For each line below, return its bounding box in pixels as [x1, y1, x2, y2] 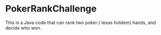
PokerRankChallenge [5, 3, 97, 14]
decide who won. [5, 24, 42, 30]
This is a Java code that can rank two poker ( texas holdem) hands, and [5, 19, 156, 25]
